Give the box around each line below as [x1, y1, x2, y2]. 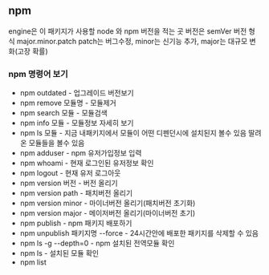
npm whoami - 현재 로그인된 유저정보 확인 [19, 158, 154, 168]
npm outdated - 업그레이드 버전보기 [19, 88, 134, 98]
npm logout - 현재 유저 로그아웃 [19, 168, 121, 178]
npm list [19, 257, 47, 267]
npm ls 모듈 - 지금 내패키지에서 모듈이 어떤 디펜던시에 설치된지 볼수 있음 [19, 128, 247, 138]
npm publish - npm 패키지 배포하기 [19, 218, 132, 228]
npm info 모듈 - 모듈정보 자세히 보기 [19, 118, 134, 128]
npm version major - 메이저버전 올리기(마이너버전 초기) [19, 208, 196, 218]
